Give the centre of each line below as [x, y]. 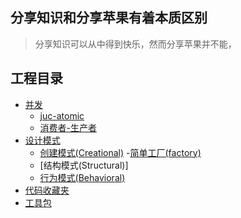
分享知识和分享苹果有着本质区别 [109, 18]
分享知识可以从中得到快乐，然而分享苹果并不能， [135, 44]
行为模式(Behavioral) [82, 177]
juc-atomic [62, 115]
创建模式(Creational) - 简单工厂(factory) [120, 152]
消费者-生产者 [68, 127]
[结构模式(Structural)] [84, 165]
